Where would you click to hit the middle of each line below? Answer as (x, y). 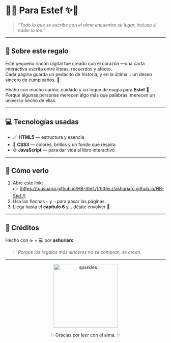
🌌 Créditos (22, 227)
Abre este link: (28, 183)
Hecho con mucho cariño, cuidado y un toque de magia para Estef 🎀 (77, 89)
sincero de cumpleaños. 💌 (33, 80)
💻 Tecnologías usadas (42, 122)
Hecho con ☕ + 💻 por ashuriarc (39, 240)
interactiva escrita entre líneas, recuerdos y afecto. (59, 69)
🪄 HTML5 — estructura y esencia (48, 137)
